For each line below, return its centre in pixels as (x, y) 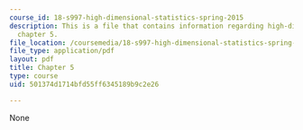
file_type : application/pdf (62, 51)
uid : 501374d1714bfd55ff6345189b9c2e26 (84, 84)
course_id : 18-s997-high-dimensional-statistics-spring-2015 (127, 17)
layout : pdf (32, 59)
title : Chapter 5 (42, 68)
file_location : (38, 43)
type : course (34, 76)
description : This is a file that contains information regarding (137, 26)
